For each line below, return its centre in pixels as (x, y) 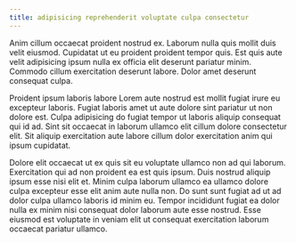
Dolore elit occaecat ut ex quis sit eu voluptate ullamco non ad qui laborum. (148, 162)
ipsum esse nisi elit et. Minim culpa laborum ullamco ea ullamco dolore (139, 181)
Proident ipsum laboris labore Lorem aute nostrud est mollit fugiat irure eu (145, 98)
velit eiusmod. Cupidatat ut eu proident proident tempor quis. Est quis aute (146, 52)
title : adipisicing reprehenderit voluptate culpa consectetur (129, 17)
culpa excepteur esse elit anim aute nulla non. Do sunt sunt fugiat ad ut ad (145, 190)
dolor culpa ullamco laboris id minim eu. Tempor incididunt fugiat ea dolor (144, 200)
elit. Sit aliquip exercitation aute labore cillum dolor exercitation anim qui (141, 135)
